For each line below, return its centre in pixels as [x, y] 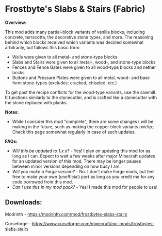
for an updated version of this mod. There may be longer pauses [77, 161]
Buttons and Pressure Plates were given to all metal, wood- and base [81, 78]
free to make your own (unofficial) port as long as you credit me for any [83, 177]
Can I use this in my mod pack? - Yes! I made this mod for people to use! [85, 187]
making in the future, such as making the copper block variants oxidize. [83, 127]
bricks [18, 72]
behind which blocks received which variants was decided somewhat [74, 42]
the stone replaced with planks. [36, 102]
